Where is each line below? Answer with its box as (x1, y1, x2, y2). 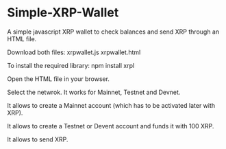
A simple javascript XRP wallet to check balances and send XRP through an (7, 27, 220, 36)
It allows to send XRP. (7, 135, 68, 144)
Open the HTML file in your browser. (7, 74, 110, 83)
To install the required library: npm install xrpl (7, 61, 135, 69)
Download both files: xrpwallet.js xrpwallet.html (7, 48, 141, 56)
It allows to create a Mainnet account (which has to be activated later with (7, 101, 216, 109)
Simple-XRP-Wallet (7, 5, 119, 21)
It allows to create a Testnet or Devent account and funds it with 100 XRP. (7, 122, 214, 130)
